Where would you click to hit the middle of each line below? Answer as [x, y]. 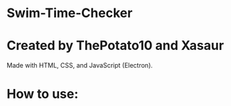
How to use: [43, 94]
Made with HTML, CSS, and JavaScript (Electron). [80, 65]
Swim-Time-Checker [70, 13]
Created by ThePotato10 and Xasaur [116, 46]
